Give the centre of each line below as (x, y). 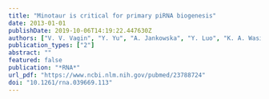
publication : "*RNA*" (44, 68)
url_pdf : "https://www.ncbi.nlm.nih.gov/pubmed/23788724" (107, 75)
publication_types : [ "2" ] (51, 46)
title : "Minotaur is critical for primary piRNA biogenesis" (112, 16)
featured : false (35, 61)
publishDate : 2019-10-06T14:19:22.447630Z (80, 30)
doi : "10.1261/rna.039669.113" (60, 82)
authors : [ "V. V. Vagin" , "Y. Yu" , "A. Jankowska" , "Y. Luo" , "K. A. (127, 38)
